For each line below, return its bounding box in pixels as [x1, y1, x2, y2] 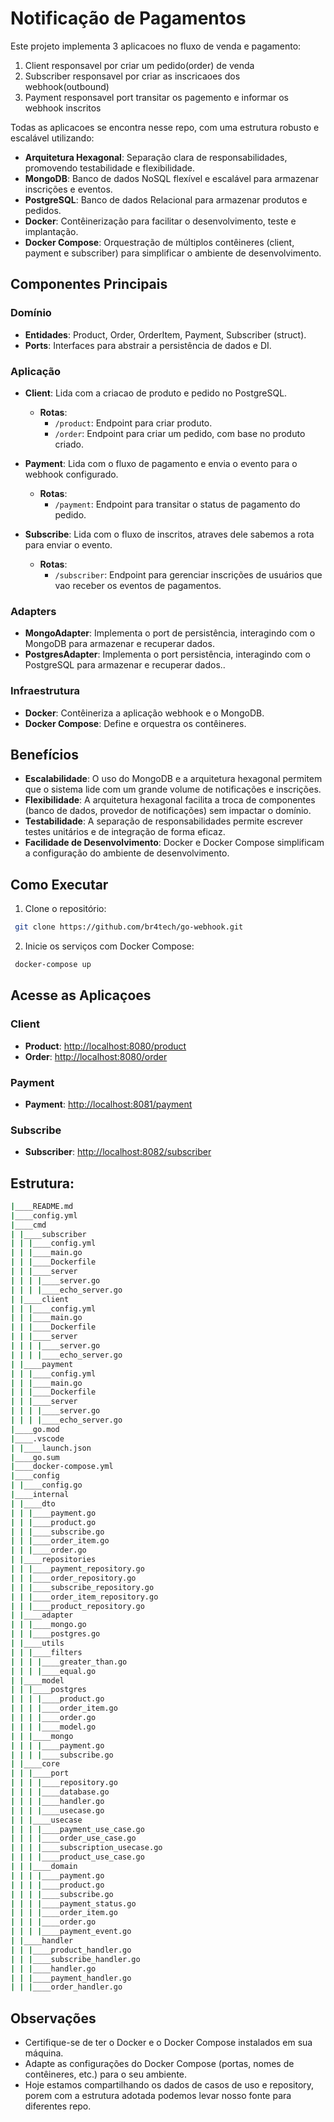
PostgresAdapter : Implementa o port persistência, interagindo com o [24, 648, 311, 661]
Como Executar [10, 876, 109, 893]
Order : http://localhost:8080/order [24, 1050, 168, 1062]
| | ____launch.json [10, 1443, 92, 1453]
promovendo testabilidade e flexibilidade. [24, 162, 195, 174]
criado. [54, 438, 85, 450]
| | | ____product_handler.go [10, 1945, 132, 1955]
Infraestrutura [10, 684, 81, 698]
